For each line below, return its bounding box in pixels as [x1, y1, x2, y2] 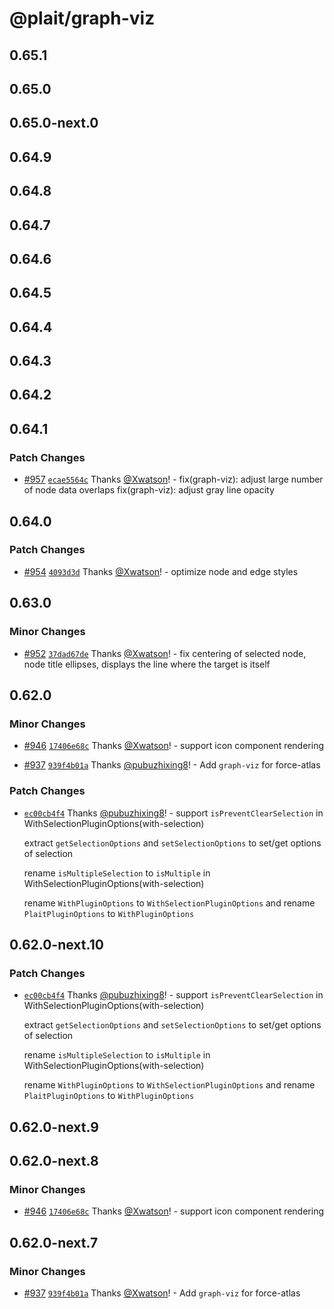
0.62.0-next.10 [9, 936, 104, 953]
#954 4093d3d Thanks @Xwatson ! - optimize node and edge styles [23, 565, 299, 577]
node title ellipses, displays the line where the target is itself [23, 658, 271, 670]
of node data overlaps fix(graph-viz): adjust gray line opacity [23, 484, 275, 496]
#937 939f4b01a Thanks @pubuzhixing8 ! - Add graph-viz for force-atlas [23, 759, 321, 771]
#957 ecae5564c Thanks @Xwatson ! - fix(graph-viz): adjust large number [23, 473, 324, 486]
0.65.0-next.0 [9, 115, 99, 132]
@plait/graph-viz [9, 7, 156, 30]
